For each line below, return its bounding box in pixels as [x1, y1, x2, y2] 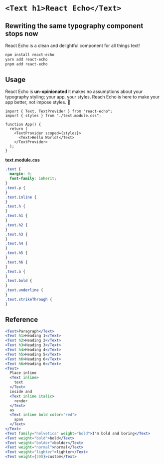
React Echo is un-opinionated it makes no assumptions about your [5, 88, 143, 94]
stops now [5, 29, 38, 38]
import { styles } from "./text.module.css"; [5, 113, 101, 118]
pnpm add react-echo [5, 61, 48, 66]
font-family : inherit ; [9, 176, 57, 181]
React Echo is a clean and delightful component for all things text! [5, 42, 140, 48]
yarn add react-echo [5, 56, 48, 62]
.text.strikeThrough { [5, 296, 52, 302]
